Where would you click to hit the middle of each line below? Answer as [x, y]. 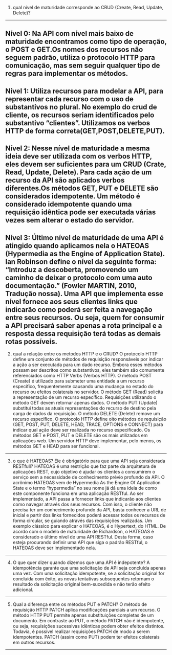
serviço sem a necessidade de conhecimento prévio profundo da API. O [89, 477]
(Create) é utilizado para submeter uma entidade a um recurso [79, 381]
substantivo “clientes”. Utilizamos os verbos [78, 123]
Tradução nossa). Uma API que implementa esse [84, 293]
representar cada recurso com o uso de [70, 99]
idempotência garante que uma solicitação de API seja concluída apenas [89, 568]
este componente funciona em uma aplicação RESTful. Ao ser [78, 493]
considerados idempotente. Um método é [73, 196]
